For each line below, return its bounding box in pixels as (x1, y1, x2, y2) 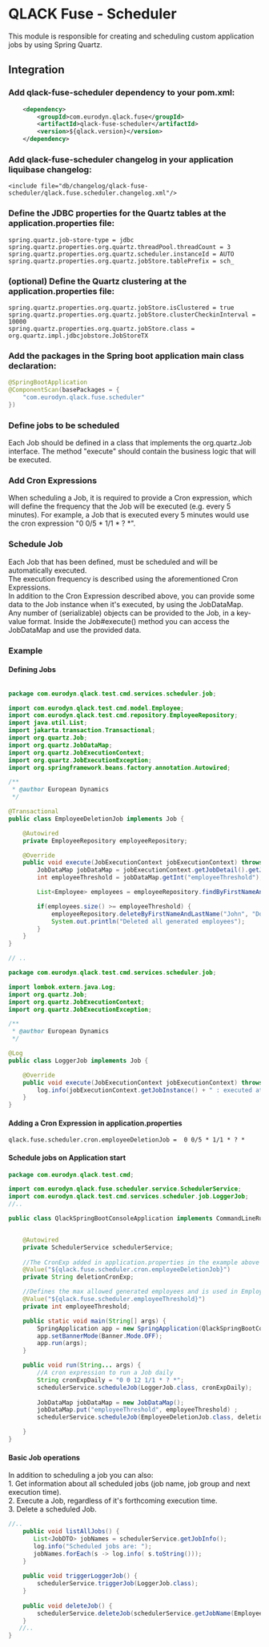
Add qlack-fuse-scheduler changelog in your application (8, 154, 234, 165)
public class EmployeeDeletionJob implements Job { (8, 815, 184, 823)
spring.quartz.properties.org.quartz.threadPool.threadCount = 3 (8, 243, 231, 251)
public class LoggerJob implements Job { (8, 1057, 149, 1065)
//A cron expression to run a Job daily (37, 1369, 174, 1377)
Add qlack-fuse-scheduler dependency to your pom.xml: (8, 87, 235, 99)
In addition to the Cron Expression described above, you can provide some (8, 590, 255, 601)
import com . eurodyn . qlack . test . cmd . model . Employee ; (8, 704, 184, 712)
